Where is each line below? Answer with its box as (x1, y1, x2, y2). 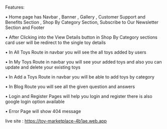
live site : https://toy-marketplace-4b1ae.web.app (5, 118, 107, 124)
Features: (5, 4, 25, 10)
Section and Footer (5, 24, 45, 30)
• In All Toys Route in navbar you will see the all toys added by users (5, 49, 146, 55)
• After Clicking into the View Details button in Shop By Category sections (5, 34, 158, 40)
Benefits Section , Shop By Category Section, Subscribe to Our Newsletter (5, 19, 159, 25)
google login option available (5, 98, 65, 104)
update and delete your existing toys (5, 64, 81, 70)
